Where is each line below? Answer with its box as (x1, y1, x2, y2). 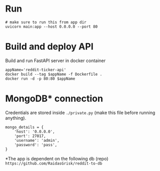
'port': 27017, (14, 133, 46, 139)
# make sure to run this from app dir (5, 20, 87, 25)
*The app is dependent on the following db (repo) (5, 155, 109, 161)
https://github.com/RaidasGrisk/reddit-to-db (5, 161, 102, 166)
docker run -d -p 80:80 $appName (5, 76, 75, 81)
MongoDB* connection (5, 93, 103, 104)
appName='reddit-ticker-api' (5, 67, 66, 72)
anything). (5, 115, 27, 121)
